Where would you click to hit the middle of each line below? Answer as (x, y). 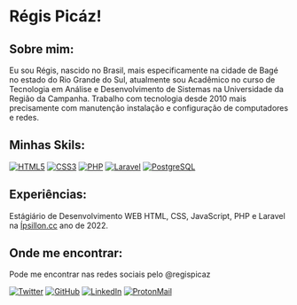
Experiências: (48, 195)
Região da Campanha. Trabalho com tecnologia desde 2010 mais (128, 98)
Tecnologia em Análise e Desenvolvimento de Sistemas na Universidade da (146, 89)
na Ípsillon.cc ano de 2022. (59, 225)
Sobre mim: (42, 49)
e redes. (24, 117)
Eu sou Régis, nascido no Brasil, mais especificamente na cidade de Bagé (144, 70)
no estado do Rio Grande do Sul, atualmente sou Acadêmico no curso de (142, 80)
